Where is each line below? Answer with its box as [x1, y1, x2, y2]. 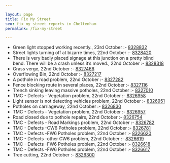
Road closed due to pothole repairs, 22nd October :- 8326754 [12, 114, 143, 120]
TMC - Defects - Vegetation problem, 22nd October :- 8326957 [12, 109, 146, 115]
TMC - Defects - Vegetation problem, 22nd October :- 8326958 [12, 93, 146, 99]
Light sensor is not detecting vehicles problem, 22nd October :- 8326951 [12, 98, 165, 104]
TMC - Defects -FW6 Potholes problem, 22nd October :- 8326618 [12, 141, 151, 147]
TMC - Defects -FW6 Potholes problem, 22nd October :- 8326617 [12, 146, 151, 152]
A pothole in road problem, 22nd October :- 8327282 [12, 76, 124, 83]
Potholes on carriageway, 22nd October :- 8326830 [12, 103, 122, 109]
